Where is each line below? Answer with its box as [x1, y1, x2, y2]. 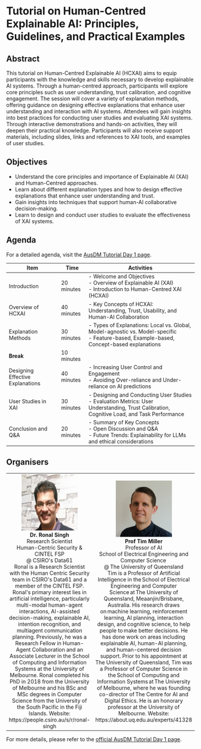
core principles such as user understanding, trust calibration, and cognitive [6, 89, 191, 95]
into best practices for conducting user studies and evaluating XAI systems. [6, 114, 193, 121]
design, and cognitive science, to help [97, 620, 190, 628]
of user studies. [6, 140, 45, 146]
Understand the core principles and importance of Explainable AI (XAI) [14, 173, 189, 180]
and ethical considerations [88, 438, 154, 445]
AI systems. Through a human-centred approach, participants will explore [6, 82, 188, 89]
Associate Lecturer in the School [9, 652, 90, 660]
